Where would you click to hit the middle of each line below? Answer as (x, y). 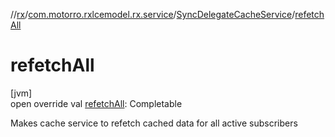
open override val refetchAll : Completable (96, 103)
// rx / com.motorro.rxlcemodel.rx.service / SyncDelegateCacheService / (153, 14)
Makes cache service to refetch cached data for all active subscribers (154, 123)
